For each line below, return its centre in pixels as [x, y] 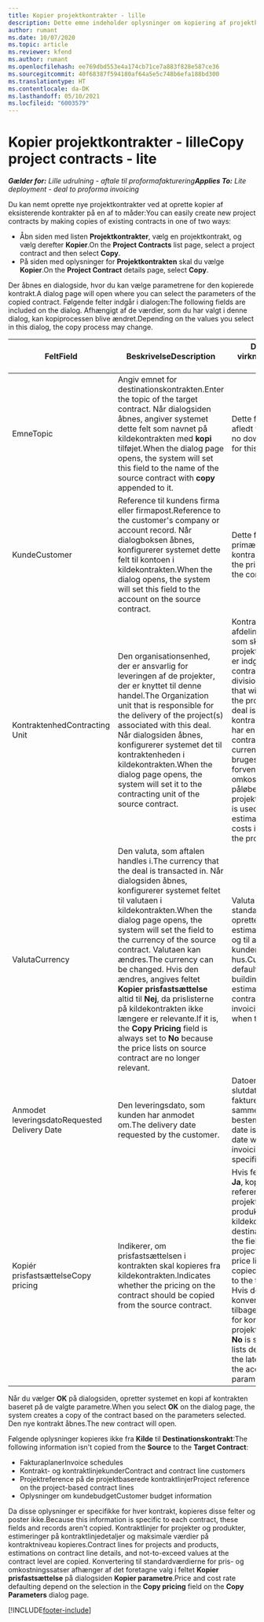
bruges [244, 759]
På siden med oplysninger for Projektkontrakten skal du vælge [122, 262]
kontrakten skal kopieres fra [169, 1266]
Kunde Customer [42, 555]
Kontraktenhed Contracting [61, 726]
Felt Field [61, 357]
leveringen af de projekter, [166, 676]
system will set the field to [166, 930]
